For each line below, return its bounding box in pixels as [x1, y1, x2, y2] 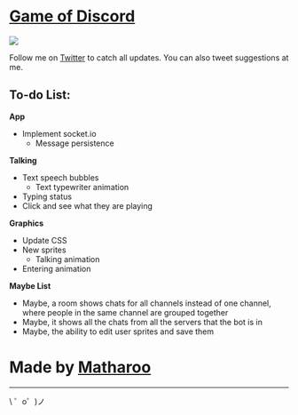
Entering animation [21, 263, 91, 274]
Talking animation [35, 253, 100, 264]
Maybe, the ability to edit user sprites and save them [21, 326, 215, 337]
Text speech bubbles [21, 172, 99, 183]
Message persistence [35, 138, 114, 148]
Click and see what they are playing [21, 200, 153, 211]
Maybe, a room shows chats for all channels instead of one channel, [21, 298, 272, 308]
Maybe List [9, 280, 51, 291]
